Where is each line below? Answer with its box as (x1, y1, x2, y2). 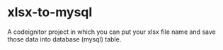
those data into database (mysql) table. (7, 35, 122, 43)
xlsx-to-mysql (7, 4, 93, 20)
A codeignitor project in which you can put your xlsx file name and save (7, 27, 216, 36)
